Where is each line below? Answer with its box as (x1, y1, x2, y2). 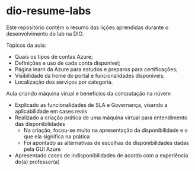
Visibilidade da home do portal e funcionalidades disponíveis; (14, 72, 165, 79)
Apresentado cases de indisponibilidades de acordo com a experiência (14, 151, 188, 159)
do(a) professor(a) (14, 158, 60, 165)
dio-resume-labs (6, 4, 91, 18)
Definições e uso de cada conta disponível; (14, 59, 120, 66)
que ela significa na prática (23, 132, 90, 140)
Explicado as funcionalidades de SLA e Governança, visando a (14, 101, 168, 108)
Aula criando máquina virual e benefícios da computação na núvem (6, 90, 171, 97)
